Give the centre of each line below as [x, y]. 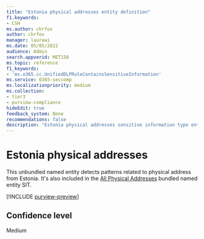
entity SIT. [19, 185]
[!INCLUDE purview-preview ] [43, 197]
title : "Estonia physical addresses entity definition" [78, 12]
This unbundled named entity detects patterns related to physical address [99, 172]
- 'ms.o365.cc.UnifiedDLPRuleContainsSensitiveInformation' [84, 74]
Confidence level [39, 216]
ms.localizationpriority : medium [49, 86]
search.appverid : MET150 [38, 57]
